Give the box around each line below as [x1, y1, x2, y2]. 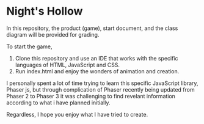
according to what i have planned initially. [6, 99, 111, 106]
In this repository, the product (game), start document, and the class [6, 24, 178, 32]
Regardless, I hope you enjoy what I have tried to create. [6, 111, 148, 118]
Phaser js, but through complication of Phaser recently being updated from [6, 86, 195, 93]
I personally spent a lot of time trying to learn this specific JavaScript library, [6, 79, 199, 87]
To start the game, [6, 43, 53, 50]
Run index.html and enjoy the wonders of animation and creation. [15, 67, 180, 75]
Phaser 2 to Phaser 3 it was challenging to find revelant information [6, 92, 176, 100]
